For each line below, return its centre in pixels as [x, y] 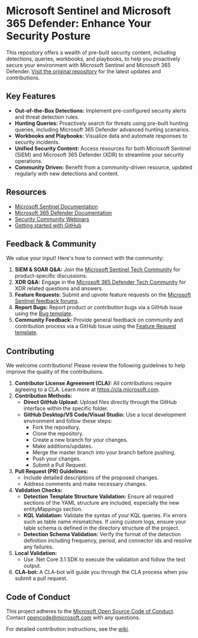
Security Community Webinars [52, 219]
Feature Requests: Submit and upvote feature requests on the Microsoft [103, 295]
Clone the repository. [58, 434]
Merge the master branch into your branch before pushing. [104, 453]
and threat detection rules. [47, 117]
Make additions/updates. [63, 446]
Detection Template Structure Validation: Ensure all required [98, 496]
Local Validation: [36, 553]
